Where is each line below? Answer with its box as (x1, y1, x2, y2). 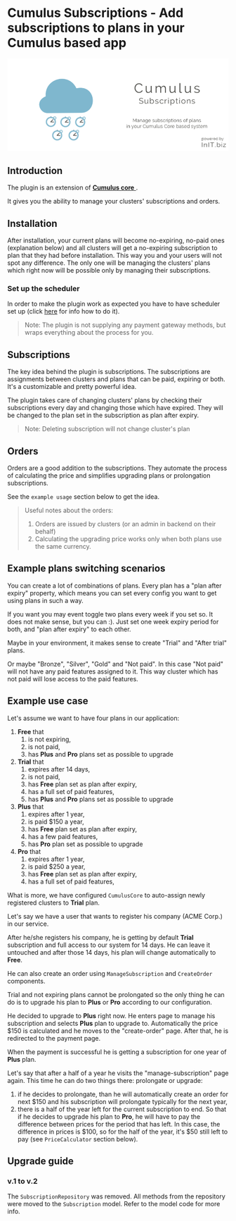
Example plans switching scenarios (7, 562, 166, 575)
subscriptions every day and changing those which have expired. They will (7, 404, 223, 412)
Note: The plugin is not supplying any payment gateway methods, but (24, 321, 226, 329)
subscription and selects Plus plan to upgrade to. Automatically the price (7, 1019, 218, 1027)
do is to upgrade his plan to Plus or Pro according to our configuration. (7, 998, 212, 1006)
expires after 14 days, (27, 764, 91, 773)
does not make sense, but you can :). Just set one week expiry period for (7, 617, 219, 626)
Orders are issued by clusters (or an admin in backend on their (34, 520, 216, 528)
